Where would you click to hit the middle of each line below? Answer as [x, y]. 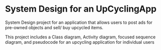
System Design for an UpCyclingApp [81, 9]
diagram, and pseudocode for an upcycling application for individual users [80, 42]
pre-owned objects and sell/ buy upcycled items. [54, 27]
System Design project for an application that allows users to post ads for [79, 22]
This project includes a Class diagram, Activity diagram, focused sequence [80, 37]
